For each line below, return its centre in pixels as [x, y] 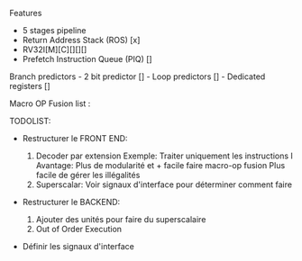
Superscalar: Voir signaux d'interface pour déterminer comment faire [164, 184]
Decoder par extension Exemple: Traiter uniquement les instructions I [164, 156]
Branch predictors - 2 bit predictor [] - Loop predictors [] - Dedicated [137, 76]
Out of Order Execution [79, 229]
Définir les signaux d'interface [78, 246]
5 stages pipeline [54, 30]
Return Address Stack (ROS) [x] [81, 40]
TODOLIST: [30, 121]
